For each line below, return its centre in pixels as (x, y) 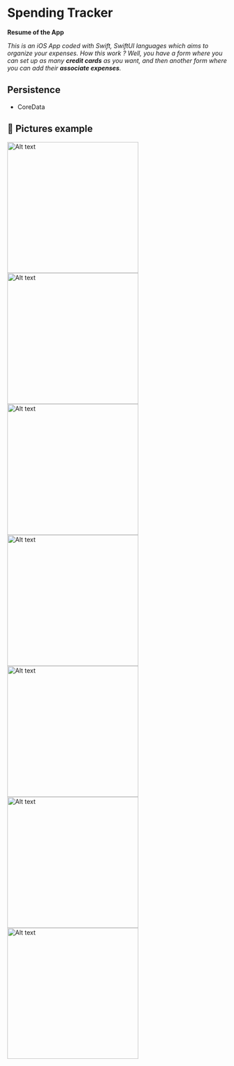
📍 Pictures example (50, 129)
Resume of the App (36, 32)
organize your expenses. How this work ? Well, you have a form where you (115, 53)
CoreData (31, 107)
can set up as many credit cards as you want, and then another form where (117, 60)
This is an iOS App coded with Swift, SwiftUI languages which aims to (108, 45)
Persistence (34, 90)
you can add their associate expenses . (64, 68)
